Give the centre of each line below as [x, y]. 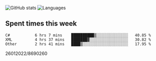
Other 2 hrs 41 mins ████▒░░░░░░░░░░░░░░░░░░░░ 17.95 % [78, 44]
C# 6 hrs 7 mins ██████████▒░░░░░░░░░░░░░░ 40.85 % [78, 35]
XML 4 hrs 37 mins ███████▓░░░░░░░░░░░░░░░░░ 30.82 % [78, 40]
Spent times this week [41, 23]
